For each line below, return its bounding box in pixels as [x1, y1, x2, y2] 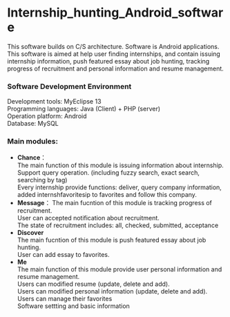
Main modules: [7, 137, 59, 146]
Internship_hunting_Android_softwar [7, 5, 224, 21]
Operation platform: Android [7, 112, 87, 120]
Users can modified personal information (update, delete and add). [17, 287, 208, 295]
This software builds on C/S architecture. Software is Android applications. [7, 42, 220, 50]
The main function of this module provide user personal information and [17, 265, 222, 273]
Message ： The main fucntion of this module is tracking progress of [17, 198, 213, 206]
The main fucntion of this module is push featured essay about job [17, 236, 207, 244]
